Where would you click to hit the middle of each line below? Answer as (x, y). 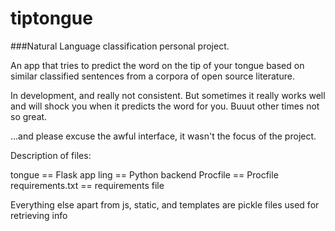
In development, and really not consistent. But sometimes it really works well (168, 95)
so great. (29, 116)
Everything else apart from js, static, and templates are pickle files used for (165, 204)
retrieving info (39, 215)
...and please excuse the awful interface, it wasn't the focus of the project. (163, 136)
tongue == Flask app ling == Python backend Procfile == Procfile (144, 174)
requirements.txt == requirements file (87, 185)
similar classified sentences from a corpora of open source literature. (152, 76)
